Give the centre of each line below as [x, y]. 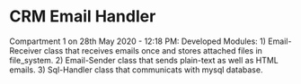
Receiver [26, 50]
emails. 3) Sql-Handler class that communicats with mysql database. [136, 70]
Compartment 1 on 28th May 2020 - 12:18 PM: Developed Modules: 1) [138, 41]
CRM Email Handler [83, 17]
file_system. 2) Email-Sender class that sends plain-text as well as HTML [144, 60]
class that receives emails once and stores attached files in [153, 50]
